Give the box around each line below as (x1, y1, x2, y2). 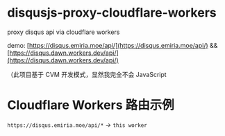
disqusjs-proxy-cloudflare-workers (7, 5, 217, 21)
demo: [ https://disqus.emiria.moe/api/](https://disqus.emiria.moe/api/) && (7, 41, 218, 49)
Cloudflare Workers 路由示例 (7, 97, 175, 113)
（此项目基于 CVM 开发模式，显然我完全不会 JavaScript (7, 70, 167, 78)
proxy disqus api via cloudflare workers (7, 28, 120, 36)
